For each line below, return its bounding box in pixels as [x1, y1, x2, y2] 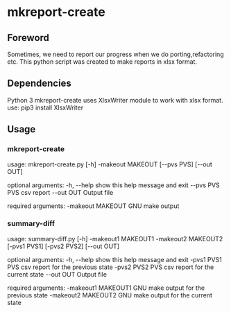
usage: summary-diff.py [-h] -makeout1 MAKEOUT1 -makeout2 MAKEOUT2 [7, 234, 223, 243]
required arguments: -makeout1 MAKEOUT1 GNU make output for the [7, 284, 205, 292]
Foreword [7, 32, 50, 44]
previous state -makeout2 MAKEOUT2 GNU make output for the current [7, 291, 213, 299]
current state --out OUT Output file [7, 270, 108, 278]
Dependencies [7, 78, 71, 89]
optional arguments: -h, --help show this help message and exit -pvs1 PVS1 [7, 255, 222, 263]
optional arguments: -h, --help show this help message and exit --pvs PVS [7, 181, 220, 189]
